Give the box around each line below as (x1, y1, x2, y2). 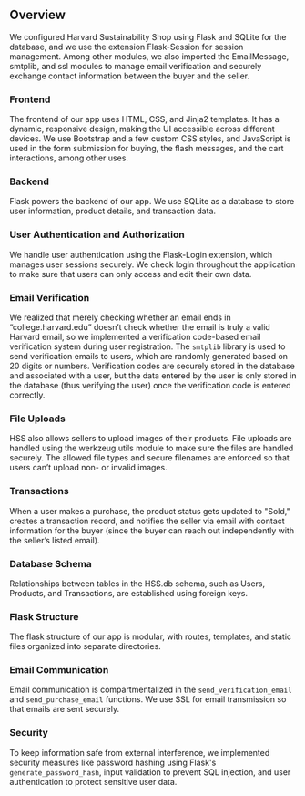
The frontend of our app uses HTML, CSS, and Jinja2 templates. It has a (9, 114, 280, 125)
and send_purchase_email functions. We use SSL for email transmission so (9, 694, 287, 705)
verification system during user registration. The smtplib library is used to (9, 341, 286, 352)
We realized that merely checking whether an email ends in (9, 312, 231, 323)
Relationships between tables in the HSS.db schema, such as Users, (9, 578, 266, 589)
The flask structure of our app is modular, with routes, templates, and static (9, 631, 292, 642)
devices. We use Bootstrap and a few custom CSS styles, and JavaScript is (9, 133, 291, 144)
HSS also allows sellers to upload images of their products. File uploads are (9, 433, 292, 444)
